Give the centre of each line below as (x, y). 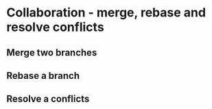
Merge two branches (52, 52)
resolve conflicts (55, 27)
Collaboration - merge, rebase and (106, 13)
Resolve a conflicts (48, 99)
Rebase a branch (43, 76)
